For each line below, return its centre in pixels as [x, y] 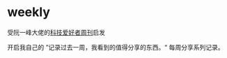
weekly [29, 12]
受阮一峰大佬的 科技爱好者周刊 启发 [56, 32]
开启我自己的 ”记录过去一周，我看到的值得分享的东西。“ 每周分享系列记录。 [116, 47]
